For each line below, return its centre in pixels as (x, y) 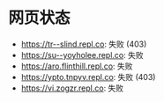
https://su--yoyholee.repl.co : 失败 (82, 55)
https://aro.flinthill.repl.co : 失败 (77, 66)
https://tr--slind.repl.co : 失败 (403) (84, 44)
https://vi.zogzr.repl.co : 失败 (72, 88)
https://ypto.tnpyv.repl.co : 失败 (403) (88, 76)
